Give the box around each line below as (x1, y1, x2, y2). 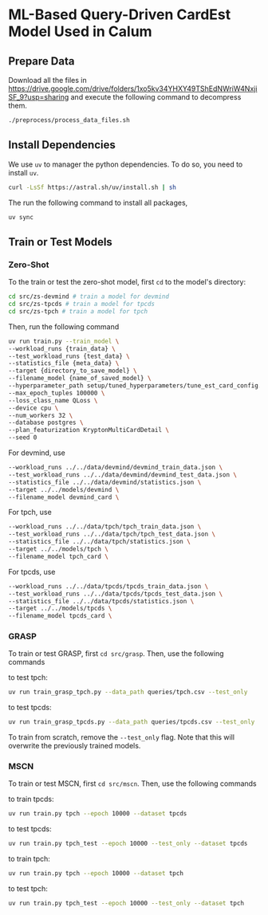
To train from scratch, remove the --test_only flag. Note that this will (8, 732, 235, 742)
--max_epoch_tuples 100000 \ (8, 389, 105, 397)
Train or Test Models (8, 235, 113, 249)
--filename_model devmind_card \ (8, 493, 120, 501)
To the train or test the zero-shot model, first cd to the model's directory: (8, 277, 246, 287)
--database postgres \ (8, 418, 84, 427)
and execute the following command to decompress (70, 92, 242, 101)
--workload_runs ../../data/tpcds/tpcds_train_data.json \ (8, 582, 209, 591)
